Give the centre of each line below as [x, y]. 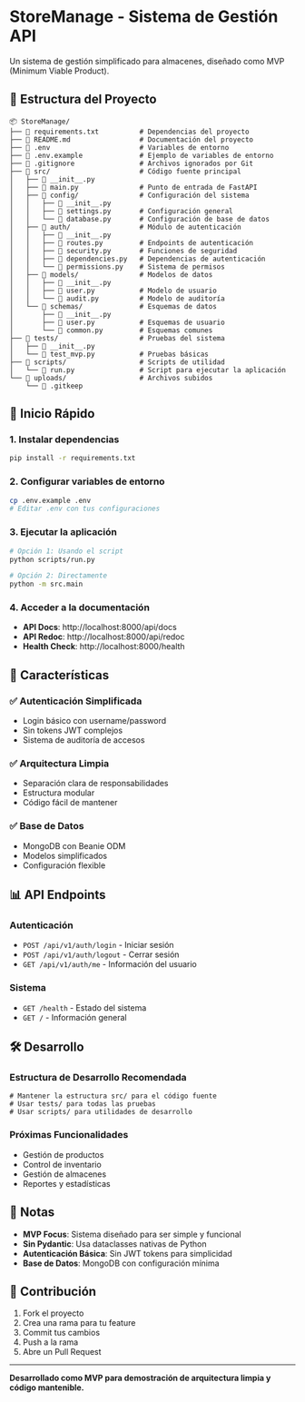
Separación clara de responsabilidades [96, 784]
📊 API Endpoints [58, 895]
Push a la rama [50, 1342]
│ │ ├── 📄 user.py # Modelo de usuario [113, 291]
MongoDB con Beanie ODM [74, 845]
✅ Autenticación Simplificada [76, 701]
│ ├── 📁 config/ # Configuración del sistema [129, 195]
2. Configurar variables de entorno [87, 481]
